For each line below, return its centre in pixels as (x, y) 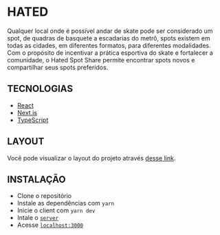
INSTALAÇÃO (36, 179)
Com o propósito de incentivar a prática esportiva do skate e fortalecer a (110, 53)
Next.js (27, 112)
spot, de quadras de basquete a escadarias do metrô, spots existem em (109, 38)
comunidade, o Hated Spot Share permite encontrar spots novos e (101, 60)
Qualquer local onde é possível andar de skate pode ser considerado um (110, 31)
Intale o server (38, 218)
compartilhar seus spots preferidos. (58, 67)
